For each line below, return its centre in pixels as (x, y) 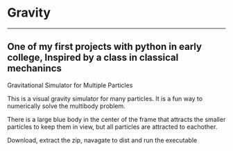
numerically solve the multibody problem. (67, 106)
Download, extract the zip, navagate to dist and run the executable (102, 140)
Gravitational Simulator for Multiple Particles (70, 85)
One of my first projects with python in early (105, 47)
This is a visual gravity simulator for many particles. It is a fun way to (105, 98)
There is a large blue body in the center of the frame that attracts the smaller (116, 119)
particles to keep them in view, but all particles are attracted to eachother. (112, 127)
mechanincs (35, 68)
